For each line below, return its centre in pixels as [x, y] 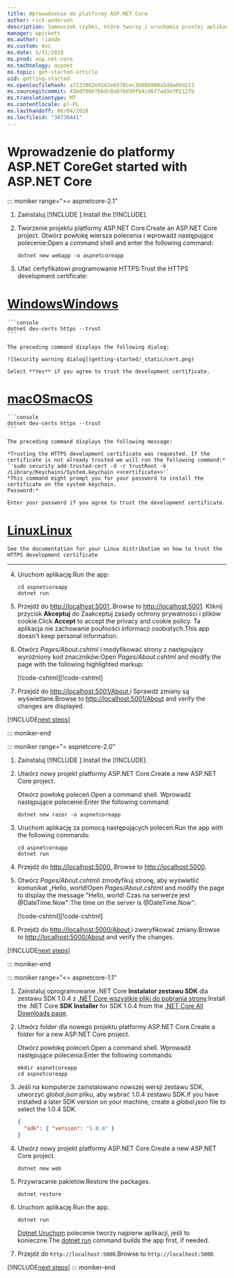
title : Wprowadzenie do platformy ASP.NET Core [78, 14]
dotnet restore [39, 1194]
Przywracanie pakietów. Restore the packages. [84, 1181]
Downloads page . [42, 1013]
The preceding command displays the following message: [90, 442]
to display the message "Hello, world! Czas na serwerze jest [103, 895]
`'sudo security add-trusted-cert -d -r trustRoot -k [87, 466]
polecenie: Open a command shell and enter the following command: [115, 243]
